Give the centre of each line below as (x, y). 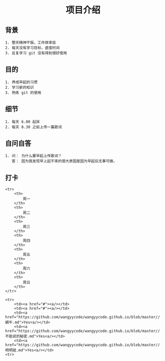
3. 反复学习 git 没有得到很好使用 (36, 53)
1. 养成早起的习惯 (21, 82)
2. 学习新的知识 (20, 87)
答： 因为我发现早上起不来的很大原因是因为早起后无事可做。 (64, 161)
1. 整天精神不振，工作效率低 (31, 43)
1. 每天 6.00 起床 (22, 122)
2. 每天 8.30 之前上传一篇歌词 (34, 127)
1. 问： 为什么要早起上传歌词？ (34, 156)
